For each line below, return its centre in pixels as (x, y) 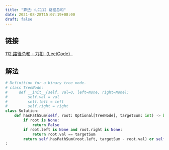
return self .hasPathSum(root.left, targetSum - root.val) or (89, 139)
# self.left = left (35, 102)
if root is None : (41, 120)
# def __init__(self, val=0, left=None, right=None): (67, 92)
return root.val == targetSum (64, 134)
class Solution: (22, 111)
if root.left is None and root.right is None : (73, 129)
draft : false (19, 19)
